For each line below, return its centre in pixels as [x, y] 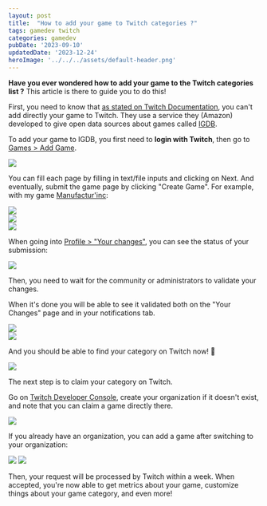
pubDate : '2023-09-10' [46, 45]
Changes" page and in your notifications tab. [82, 313]
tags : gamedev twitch [44, 30]
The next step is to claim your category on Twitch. [90, 381]
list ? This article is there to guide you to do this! [87, 91]
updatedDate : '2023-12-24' [53, 53]
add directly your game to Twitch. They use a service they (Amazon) [121, 115]
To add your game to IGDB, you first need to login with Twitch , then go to [129, 139]
